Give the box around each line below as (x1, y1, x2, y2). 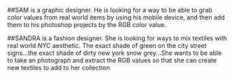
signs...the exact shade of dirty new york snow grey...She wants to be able (7, 49, 222, 57)
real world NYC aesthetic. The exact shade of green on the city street (7, 42, 207, 49)
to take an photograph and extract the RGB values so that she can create (7, 56, 217, 65)
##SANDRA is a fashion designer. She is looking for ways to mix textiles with (7, 34, 228, 42)
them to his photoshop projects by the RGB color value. (7, 21, 166, 28)
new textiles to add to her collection (7, 64, 110, 71)
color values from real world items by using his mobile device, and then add (7, 13, 225, 22)
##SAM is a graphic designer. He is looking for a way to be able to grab (7, 6, 213, 14)
